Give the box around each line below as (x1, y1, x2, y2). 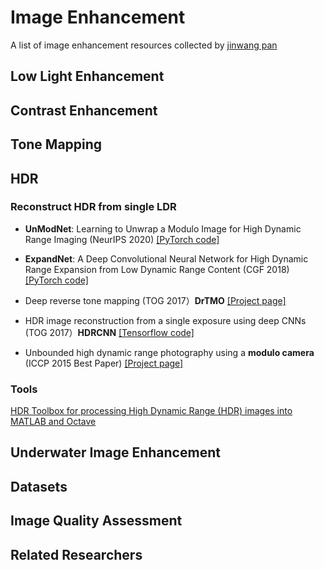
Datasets (10, 478, 68, 495)
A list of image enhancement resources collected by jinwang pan (10, 39, 278, 51)
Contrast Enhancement (10, 102, 158, 119)
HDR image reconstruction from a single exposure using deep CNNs (24, 314, 307, 326)
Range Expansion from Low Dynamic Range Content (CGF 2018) (24, 263, 290, 275)
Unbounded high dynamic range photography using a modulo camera (24, 346, 315, 358)
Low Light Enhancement (10, 68, 165, 85)
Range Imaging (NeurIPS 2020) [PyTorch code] (24, 233, 220, 245)
